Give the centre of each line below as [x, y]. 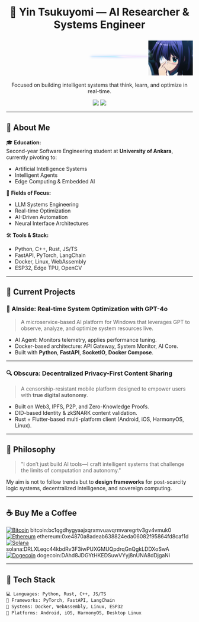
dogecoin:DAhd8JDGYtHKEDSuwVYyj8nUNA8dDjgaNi [104, 556]
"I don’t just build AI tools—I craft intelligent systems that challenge [102, 464]
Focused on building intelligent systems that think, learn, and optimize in [99, 85]
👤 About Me [28, 128]
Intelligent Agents [36, 175]
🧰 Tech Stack [31, 580]
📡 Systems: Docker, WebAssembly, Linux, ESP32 [65, 607]
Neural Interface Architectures [52, 223]
